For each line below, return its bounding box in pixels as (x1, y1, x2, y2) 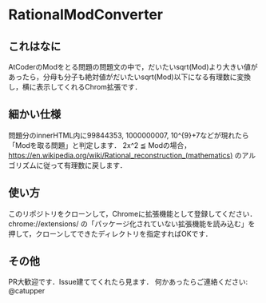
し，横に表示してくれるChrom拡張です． (8, 82, 142, 91)
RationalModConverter (8, 6, 164, 24)
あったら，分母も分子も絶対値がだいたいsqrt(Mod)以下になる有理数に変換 (8, 72, 252, 82)
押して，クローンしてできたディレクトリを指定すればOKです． (8, 229, 213, 238)
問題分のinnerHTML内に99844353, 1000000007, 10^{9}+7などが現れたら (8, 130, 249, 140)
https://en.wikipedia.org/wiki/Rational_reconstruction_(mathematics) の (8, 150, 242, 160)
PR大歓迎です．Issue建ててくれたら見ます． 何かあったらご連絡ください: (8, 277, 248, 287)
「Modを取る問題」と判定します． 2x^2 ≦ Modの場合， (8, 140, 192, 150)
